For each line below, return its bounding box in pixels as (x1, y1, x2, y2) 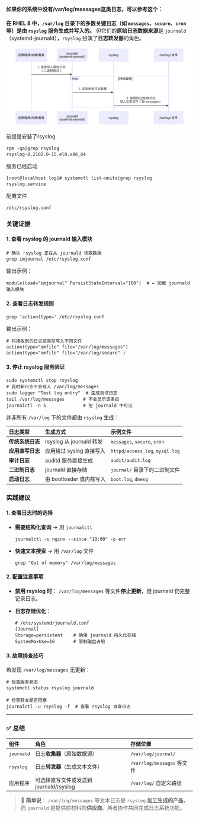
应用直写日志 (8, 447, 40, 454)
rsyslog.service (6, 181, 46, 187)
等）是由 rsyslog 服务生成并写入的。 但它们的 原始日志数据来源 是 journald (6, 27, 187, 34)
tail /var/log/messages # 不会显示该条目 (6, 397, 120, 403)
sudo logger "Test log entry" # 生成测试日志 (6, 390, 118, 396)
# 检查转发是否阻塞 (6, 698, 47, 704)
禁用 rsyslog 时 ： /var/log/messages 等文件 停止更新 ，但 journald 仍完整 (14, 587, 191, 594)
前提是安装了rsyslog (6, 132, 56, 140)
